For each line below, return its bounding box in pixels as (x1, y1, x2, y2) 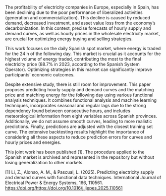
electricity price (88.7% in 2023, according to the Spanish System (5, 62, 140, 67)
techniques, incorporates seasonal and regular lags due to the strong (5, 103, 146, 108)
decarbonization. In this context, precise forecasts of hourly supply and (5, 25, 151, 31)
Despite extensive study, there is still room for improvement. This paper (5, 81, 151, 87)
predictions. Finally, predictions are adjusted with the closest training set (5, 124, 153, 130)
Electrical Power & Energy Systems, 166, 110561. (5, 180, 103, 186)
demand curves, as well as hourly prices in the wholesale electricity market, (5, 31, 160, 36)
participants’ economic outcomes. (5, 72, 75, 77)
